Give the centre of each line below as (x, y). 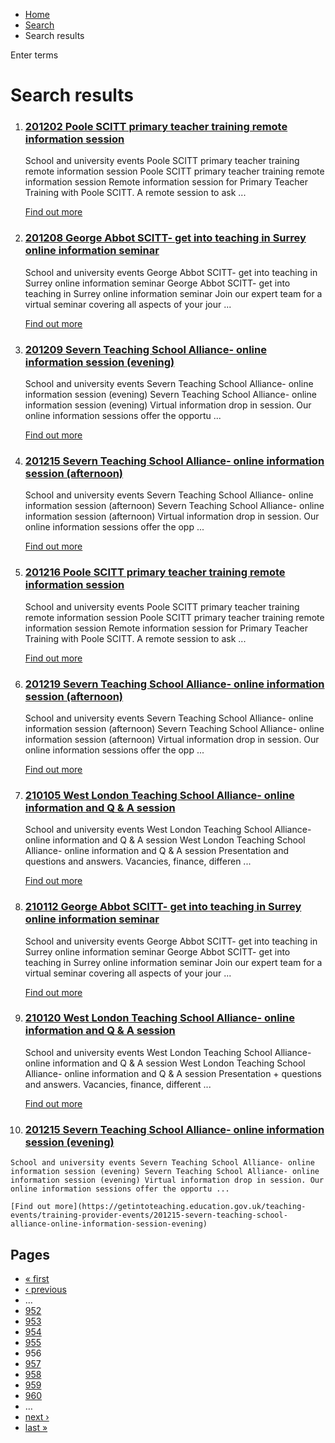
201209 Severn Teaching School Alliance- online (145, 349)
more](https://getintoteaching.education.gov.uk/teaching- (180, 1207)
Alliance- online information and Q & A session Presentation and (157, 851)
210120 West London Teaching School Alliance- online (159, 1018)
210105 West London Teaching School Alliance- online (159, 795)
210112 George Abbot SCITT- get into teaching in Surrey (163, 907)
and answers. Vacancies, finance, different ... (118, 1084)
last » (36, 1427)
